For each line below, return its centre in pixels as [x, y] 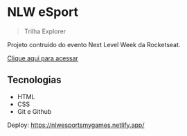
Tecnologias [34, 80]
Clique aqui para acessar [43, 58]
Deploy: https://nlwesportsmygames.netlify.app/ [76, 125]
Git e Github [34, 111]
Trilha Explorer [45, 31]
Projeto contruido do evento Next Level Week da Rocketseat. [94, 44]
